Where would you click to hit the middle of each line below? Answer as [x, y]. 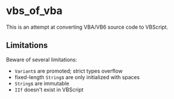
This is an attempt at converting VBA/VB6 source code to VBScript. [87, 27]
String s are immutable [42, 83]
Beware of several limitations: [42, 59]
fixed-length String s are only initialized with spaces [77, 77]
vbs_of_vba [34, 11]
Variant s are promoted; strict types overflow [69, 71]
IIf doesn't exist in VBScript [49, 90]
